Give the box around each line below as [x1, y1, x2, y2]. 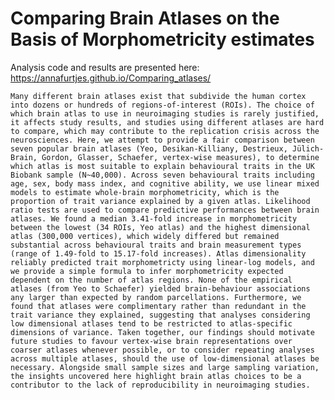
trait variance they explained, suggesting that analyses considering [10, 310, 311, 320]
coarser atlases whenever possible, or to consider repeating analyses [10, 345, 315, 355]
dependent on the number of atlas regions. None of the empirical [10, 275, 293, 285]
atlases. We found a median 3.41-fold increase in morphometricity [10, 213, 298, 224]
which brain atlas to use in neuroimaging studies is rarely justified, [10, 108, 320, 119]
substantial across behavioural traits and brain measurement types [10, 240, 302, 250]
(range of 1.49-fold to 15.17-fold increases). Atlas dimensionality [10, 248, 307, 259]
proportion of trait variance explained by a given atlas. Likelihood [10, 196, 311, 206]
